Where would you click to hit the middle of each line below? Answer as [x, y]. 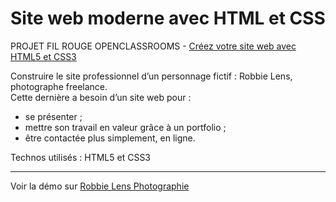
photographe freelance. [59, 86]
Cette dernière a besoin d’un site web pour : [101, 97]
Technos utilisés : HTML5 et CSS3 [81, 157]
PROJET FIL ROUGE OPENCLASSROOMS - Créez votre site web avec [153, 46]
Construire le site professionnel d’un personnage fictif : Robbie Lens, [151, 76]
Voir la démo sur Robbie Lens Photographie [100, 186]
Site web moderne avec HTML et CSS [168, 18]
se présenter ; [53, 116]
